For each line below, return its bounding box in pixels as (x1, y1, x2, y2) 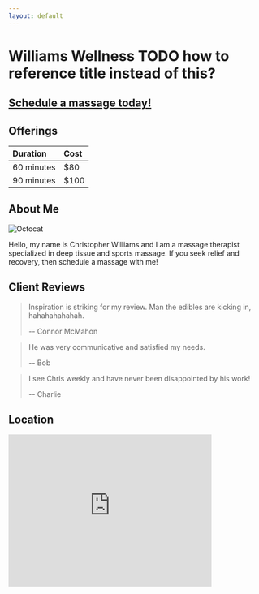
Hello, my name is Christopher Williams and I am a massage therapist (8, 239, 240, 249)
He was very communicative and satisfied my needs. (28, 342, 205, 351)
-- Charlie (28, 389, 62, 398)
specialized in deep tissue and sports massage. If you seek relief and (8, 248, 240, 258)
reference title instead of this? (8, 64, 217, 82)
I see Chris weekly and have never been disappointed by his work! (28, 373, 251, 383)
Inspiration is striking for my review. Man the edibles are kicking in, (28, 302, 252, 312)
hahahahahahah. (28, 310, 84, 321)
